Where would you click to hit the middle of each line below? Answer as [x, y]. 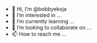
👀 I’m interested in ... [36, 15]
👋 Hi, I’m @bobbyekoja [39, 9]
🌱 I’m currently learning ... [43, 21]
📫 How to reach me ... [39, 34]
